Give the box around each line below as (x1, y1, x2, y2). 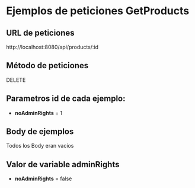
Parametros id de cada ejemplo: (6, 94, 126, 104)
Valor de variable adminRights (6, 159, 120, 170)
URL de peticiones (6, 28, 75, 38)
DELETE (6, 76, 26, 84)
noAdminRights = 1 (14, 109, 63, 116)
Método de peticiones (6, 60, 89, 71)
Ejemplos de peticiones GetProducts (6, 4, 190, 18)
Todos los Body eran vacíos (6, 142, 74, 149)
